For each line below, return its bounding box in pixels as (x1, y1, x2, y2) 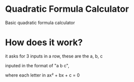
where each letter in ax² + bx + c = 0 (5, 72, 80, 78)
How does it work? (5, 37, 83, 48)
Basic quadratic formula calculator (5, 20, 75, 26)
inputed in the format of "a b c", (5, 62, 70, 68)
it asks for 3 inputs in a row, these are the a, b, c (5, 53, 103, 59)
